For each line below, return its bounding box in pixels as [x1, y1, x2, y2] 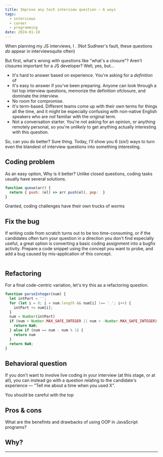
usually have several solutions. [5, 176, 66, 182]
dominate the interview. [12, 93, 59, 99]
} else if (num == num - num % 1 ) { [9, 328, 83, 333]
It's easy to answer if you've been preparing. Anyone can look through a [12, 83, 157, 88]
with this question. [12, 129, 49, 135]
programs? [5, 424, 27, 430]
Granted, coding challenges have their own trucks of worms [5, 203, 125, 209]
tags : [5, 12, 16, 17]
